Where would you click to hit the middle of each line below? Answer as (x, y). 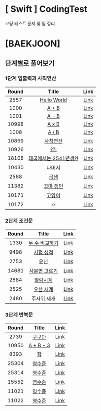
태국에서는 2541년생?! (53, 158)
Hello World (54, 100)
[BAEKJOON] (33, 44)
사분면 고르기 (44, 271)
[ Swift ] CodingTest (46, 9)
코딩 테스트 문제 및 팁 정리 (30, 23)
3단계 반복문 (19, 315)
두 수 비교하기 (43, 243)
